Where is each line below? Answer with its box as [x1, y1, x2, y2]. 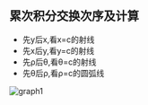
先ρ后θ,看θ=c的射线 [22, 57, 97, 67]
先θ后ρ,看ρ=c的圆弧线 [22, 67, 105, 78]
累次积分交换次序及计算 [9, 8, 139, 24]
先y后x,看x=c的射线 [22, 34, 95, 45]
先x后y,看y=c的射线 [22, 45, 95, 56]
